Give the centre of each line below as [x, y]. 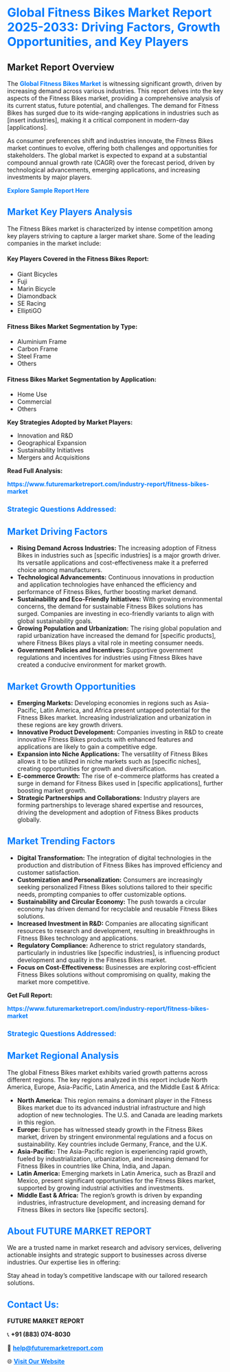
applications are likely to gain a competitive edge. [87, 746]
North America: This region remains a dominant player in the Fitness [114, 1100]
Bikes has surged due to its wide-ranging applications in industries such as [113, 113]
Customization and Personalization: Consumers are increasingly [110, 880]
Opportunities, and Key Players [98, 42]
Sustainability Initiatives [50, 450]
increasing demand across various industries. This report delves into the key [115, 91]
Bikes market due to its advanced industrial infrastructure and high [111, 1108]
